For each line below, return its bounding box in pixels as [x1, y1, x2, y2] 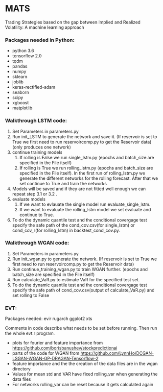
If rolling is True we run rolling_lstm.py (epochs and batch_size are [19, 165, 153, 171]
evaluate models [12, 196, 46, 202]
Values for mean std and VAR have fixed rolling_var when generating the [12, 371, 158, 377]
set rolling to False [12, 292, 49, 298]
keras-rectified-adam [12, 84, 55, 90]
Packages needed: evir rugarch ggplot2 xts [5, 316, 93, 321]
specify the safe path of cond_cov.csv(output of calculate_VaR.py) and [12, 287, 155, 293]
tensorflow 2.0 [12, 53, 42, 59]
